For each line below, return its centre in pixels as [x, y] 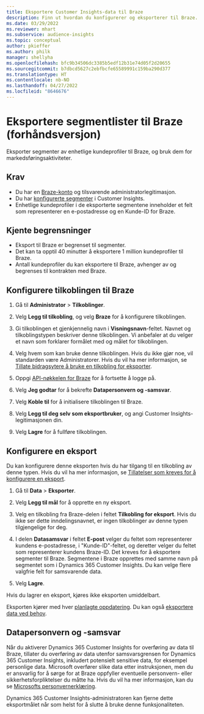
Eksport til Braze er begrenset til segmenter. [71, 245]
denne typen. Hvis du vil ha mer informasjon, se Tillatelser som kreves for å [101, 472]
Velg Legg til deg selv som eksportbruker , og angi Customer [92, 414]
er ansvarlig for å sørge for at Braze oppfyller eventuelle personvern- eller [99, 673]
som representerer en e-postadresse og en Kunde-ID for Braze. [95, 211]
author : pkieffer [28, 46]
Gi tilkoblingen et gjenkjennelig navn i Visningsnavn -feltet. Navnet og [103, 329]
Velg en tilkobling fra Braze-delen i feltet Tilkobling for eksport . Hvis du [106, 514]
